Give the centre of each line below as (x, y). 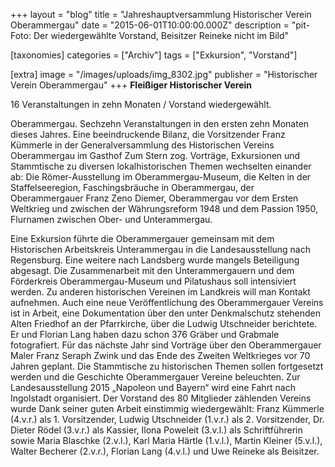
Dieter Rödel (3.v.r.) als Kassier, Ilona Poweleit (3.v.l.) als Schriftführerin (156, 430)
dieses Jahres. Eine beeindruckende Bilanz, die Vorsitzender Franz (148, 134)
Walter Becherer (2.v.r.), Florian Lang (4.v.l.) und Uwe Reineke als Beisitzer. (165, 451)
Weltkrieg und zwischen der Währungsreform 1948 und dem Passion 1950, (164, 208)
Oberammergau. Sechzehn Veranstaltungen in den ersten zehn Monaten (160, 123)
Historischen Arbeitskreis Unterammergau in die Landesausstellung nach (161, 249)
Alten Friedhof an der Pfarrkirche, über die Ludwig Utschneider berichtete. (164, 323)
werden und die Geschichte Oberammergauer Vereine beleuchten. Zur (155, 377)
